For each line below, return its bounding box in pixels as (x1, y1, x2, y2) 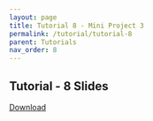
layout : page (9, 12, 57, 22)
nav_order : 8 (9, 46, 57, 55)
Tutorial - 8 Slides (9, 79, 109, 94)
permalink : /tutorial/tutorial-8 (9, 29, 133, 38)
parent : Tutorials (9, 37, 77, 47)
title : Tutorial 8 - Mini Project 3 (9, 21, 144, 30)
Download (9, 102, 47, 112)
